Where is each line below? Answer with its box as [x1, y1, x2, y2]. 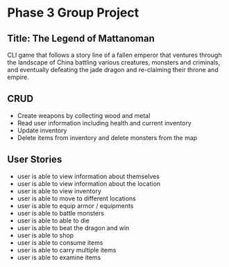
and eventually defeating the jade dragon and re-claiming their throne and [7, 66, 219, 74]
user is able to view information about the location [17, 179, 161, 188]
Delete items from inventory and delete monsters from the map [17, 133, 198, 141]
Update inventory [17, 126, 67, 135]
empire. [7, 73, 29, 81]
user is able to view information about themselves [17, 172, 160, 180]
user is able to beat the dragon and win [17, 223, 130, 232]
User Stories [7, 154, 62, 166]
